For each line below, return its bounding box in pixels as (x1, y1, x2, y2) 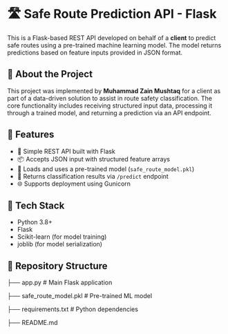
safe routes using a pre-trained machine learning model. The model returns (7, 41, 222, 49)
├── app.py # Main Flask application (7, 278, 113, 287)
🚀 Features (7, 129, 55, 141)
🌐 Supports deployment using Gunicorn (17, 179, 131, 188)
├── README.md (7, 319, 58, 327)
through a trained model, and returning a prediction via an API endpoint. (7, 108, 212, 117)
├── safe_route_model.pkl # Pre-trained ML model (7, 292, 153, 300)
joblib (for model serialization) (17, 240, 102, 248)
